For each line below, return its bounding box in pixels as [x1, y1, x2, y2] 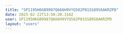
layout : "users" [5, 21, 39, 26]
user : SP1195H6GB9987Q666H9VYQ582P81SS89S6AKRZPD [5, 16, 112, 21]
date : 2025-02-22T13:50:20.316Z [5, 12, 73, 17]
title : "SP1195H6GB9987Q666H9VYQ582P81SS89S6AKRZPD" [5, 7, 119, 12]
